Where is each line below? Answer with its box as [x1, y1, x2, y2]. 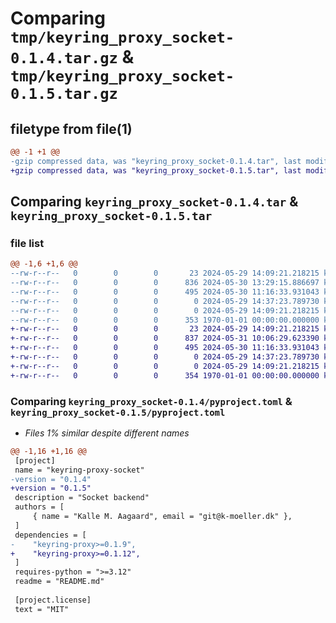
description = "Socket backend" [14, 493, 150, 503]
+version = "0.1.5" [10, 483, 92, 494]
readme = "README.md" [14, 577, 105, 587]
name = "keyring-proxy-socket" [14, 465, 145, 475]
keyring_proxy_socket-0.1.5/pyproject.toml [10, 407, 226, 418]
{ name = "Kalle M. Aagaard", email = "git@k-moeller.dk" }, [32, 512, 293, 522]
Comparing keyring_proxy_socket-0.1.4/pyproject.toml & [10, 394, 293, 408]
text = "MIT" [14, 604, 70, 614]
